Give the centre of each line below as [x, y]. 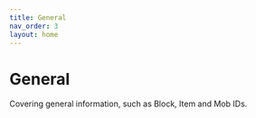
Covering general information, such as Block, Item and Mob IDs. [128, 104]
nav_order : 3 [34, 26]
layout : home [34, 34]
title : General [38, 18]
